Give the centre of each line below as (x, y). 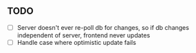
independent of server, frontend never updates (84, 35)
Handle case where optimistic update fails (76, 42)
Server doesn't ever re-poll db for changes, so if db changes (103, 27)
